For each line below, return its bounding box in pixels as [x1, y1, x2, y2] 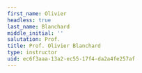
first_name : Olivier [7, 10, 68, 17]
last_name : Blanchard [7, 23, 70, 30]
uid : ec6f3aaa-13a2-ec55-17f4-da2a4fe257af [7, 56, 136, 63]
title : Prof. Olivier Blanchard [7, 42, 101, 49]
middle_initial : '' [7, 29, 64, 37]
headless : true [7, 17, 52, 24]
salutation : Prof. [7, 36, 61, 43]
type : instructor [7, 49, 58, 56]
